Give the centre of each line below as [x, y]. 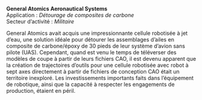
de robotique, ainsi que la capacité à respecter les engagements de [90, 84]
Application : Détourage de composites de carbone [70, 15]
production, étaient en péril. [41, 91]
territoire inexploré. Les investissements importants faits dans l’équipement [100, 78]
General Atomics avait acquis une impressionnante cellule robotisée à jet [97, 33]
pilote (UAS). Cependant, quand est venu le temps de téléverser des [92, 52]
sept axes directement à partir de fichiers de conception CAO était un [93, 71]
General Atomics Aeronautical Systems [57, 9]
